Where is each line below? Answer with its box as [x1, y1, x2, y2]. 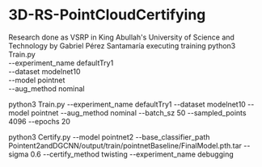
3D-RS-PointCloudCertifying [8, 6, 206, 24]
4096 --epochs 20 [8, 116, 71, 126]
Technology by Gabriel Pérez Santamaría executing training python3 [8, 40, 236, 50]
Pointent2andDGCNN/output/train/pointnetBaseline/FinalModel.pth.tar [8, 140, 243, 150]
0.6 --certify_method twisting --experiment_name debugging [30, 149, 235, 159]
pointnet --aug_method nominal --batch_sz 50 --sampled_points [31, 107, 247, 118]
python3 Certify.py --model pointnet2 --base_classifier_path [8, 132, 210, 142]
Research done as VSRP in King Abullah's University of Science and [8, 32, 235, 42]
